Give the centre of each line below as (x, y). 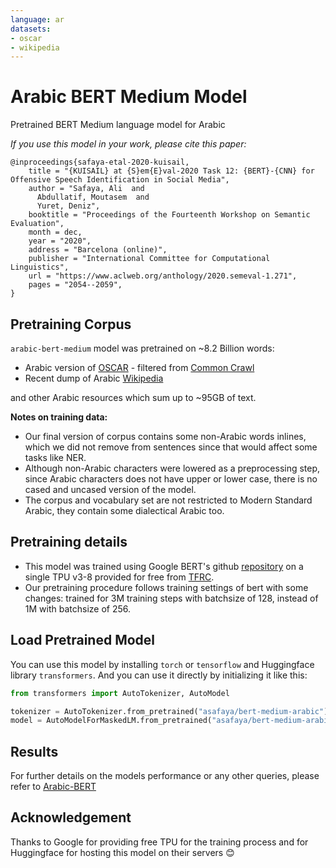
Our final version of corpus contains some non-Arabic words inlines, (165, 436)
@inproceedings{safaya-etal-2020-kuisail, (100, 162)
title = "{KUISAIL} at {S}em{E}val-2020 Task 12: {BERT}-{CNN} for (171, 171)
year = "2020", (60, 241)
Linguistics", (40, 267)
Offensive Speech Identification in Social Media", (120, 180)
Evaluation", (37, 224)
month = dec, (55, 232)
